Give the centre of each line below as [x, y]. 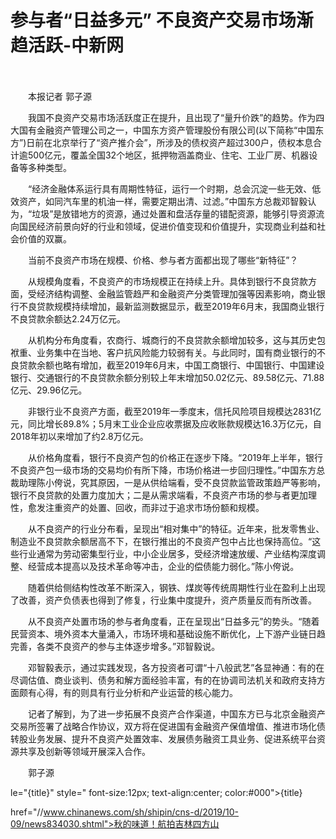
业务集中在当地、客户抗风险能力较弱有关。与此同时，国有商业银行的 [176, 352]
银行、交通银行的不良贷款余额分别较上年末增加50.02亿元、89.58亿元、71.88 [167, 377]
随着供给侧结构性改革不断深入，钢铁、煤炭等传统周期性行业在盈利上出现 [176, 587]
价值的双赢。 [45, 238]
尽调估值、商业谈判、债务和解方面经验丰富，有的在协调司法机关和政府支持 [163, 680]
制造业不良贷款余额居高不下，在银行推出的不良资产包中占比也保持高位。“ [161, 541]
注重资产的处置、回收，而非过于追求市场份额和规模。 [154, 507]
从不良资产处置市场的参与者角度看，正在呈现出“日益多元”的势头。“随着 [173, 621]
